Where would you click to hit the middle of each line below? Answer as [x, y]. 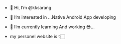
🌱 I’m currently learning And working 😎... [52, 27]
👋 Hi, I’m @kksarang [31, 8]
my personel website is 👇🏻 [37, 36]
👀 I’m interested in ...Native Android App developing [63, 17]
